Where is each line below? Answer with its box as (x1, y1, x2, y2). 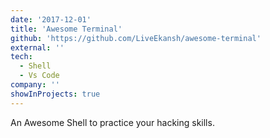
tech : (10, 52, 33, 62)
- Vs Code (19, 71, 60, 81)
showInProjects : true (10, 89, 101, 99)
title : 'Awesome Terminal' (10, 24, 123, 34)
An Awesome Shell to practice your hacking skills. (10, 116, 215, 128)
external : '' (10, 42, 65, 53)
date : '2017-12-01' (10, 14, 92, 25)
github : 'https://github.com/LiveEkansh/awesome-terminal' (10, 33, 262, 43)
